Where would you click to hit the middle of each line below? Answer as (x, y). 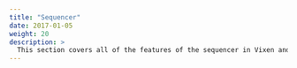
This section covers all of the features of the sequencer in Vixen (146, 50)
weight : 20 (29, 34)
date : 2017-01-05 (41, 26)
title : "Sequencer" (45, 17)
